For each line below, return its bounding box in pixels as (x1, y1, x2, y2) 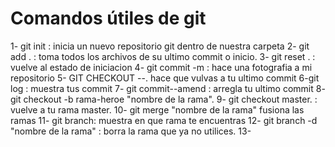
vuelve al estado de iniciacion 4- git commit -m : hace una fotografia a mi (10, 61, 313, 73)
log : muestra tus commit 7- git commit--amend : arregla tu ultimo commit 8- (10, 82, 326, 94)
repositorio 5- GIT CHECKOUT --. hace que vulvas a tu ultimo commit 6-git (10, 72, 320, 84)
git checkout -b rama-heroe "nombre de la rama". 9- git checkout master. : (10, 93, 318, 105)
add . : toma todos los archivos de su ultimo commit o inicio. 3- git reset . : (10, 50, 316, 62)
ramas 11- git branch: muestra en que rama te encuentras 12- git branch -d (10, 114, 318, 126)
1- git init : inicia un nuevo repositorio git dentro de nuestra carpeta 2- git (10, 40, 310, 52)
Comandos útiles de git (10, 7, 207, 30)
